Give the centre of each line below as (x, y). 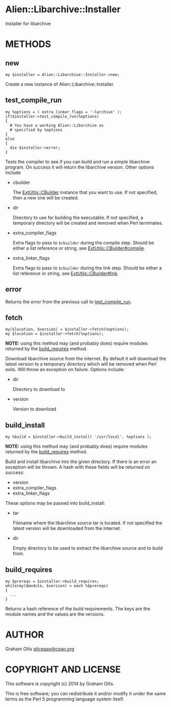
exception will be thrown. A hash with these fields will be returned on (78, 467)
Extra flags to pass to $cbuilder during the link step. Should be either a (87, 268)
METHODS (28, 44)
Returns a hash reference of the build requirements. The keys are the (78, 609)
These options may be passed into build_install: (55, 503)
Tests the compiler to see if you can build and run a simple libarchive (78, 161)
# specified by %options (36, 130)
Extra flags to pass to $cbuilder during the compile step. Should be (83, 242)
